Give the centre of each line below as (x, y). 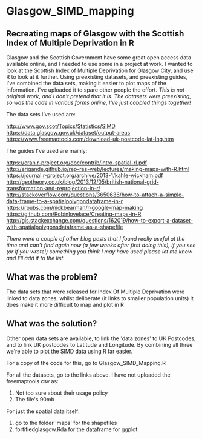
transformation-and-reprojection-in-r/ (54, 188)
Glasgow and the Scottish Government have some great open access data (99, 58)
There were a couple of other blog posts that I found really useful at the (96, 239)
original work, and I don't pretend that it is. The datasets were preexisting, (99, 96)
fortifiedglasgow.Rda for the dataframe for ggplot (76, 429)
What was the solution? (52, 323)
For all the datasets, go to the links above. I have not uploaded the (88, 375)
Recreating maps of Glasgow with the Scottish (95, 34)
